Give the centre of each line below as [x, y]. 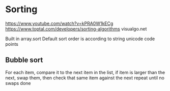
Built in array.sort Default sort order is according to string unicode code [80, 39]
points [12, 44]
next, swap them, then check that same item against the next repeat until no [85, 78]
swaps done [18, 83]
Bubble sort [24, 60]
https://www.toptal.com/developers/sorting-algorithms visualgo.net [76, 28]
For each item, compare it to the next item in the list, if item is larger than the [85, 72]
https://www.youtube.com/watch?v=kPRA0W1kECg [59, 23]
